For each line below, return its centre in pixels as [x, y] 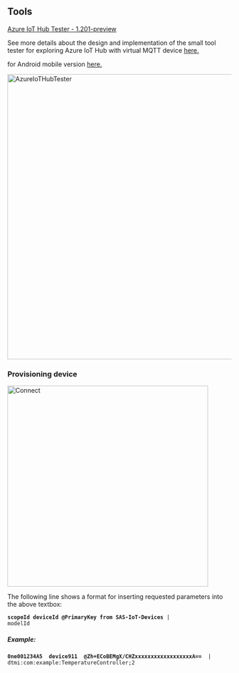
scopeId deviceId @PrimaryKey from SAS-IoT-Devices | [89, 617]
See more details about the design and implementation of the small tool [112, 43]
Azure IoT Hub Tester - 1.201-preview [62, 29]
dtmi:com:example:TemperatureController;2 [71, 663]
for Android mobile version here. [55, 64]
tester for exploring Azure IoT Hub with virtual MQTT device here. [103, 50]
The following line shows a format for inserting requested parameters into [115, 597]
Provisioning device [42, 374]
